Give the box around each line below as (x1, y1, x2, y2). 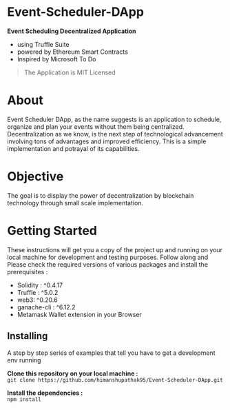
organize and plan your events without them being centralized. (7, 122, 185, 131)
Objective (7, 169, 64, 185)
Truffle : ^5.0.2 (17, 288, 59, 296)
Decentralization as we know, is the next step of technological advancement (7, 130, 224, 138)
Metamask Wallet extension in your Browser (17, 310, 143, 318)
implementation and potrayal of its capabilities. (7, 144, 140, 152)
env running (7, 356, 41, 364)
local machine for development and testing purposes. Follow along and (7, 253, 209, 261)
